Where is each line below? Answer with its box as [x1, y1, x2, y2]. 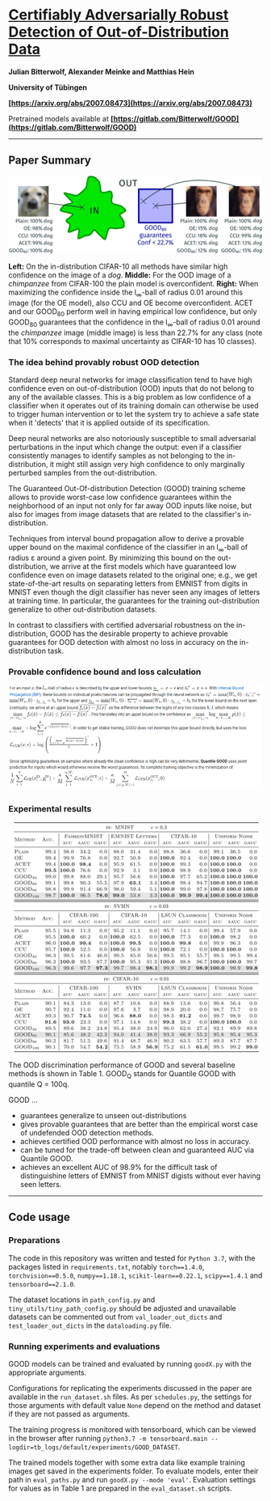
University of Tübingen [8, 83, 87, 92]
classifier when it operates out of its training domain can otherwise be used [8, 401, 260, 410]
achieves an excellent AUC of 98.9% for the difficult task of [19, 1163, 218, 1172]
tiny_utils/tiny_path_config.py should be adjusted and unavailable [8, 1303, 236, 1312]
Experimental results [8, 804, 92, 815]
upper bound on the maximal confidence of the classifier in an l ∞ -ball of [8, 542, 248, 553]
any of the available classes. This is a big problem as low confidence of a [8, 392, 252, 401]
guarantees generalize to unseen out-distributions [19, 1111, 187, 1121]
